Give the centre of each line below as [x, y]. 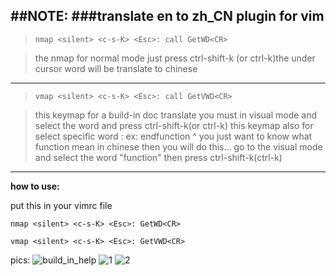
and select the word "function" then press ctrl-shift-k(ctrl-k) [158, 157]
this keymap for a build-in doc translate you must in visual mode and [176, 115]
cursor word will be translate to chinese [116, 68]
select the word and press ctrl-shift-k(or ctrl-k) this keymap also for [174, 125]
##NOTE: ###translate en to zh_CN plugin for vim [167, 16]
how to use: [35, 186]
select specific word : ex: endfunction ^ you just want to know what [173, 136]
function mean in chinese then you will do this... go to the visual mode [178, 146]
